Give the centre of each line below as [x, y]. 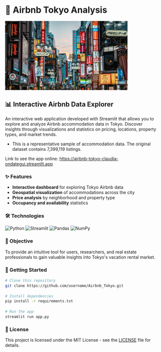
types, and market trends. [31, 134]
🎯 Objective [19, 241]
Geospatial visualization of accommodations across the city [73, 192]
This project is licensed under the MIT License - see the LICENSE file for [78, 340]
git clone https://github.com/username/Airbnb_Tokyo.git [64, 286]
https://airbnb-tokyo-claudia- [89, 159]
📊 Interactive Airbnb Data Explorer [59, 104]
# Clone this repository [30, 280]
